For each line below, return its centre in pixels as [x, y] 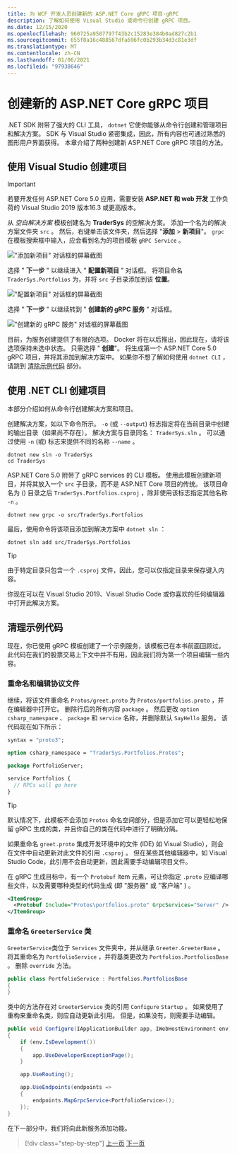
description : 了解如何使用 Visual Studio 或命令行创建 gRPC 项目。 [101, 21]
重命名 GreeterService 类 [49, 931]
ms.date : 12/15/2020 [38, 27]
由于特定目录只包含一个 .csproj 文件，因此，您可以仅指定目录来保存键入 [113, 570]
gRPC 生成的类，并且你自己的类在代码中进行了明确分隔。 [98, 829]
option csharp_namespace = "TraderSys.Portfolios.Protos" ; [96, 753]
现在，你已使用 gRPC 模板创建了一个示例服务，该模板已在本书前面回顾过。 [116, 646]
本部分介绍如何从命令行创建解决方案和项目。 [72, 409]
